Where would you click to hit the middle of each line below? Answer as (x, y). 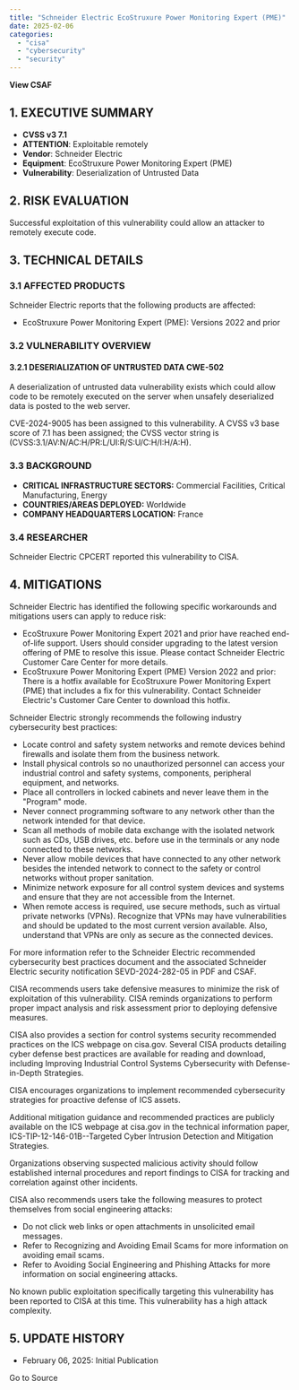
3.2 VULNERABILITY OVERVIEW (81, 346)
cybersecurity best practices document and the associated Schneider (138, 961)
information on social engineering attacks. (100, 1273)
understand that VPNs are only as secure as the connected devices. (148, 934)
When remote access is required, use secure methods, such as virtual (151, 906)
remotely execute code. (53, 232)
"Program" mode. (55, 801)
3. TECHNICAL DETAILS (77, 261)
